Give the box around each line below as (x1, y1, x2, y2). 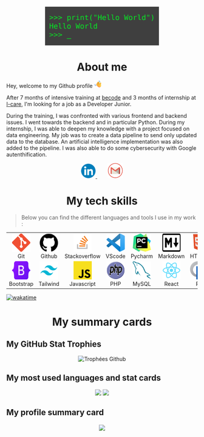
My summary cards (52, 315, 152, 328)
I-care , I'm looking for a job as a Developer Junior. (6, 101, 132, 108)
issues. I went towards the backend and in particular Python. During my (6, 119, 185, 126)
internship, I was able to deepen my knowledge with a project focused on (6, 125, 190, 132)
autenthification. (6, 151, 47, 158)
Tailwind (38, 280, 59, 288)
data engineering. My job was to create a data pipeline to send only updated (6, 132, 197, 139)
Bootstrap (8, 280, 34, 288)
